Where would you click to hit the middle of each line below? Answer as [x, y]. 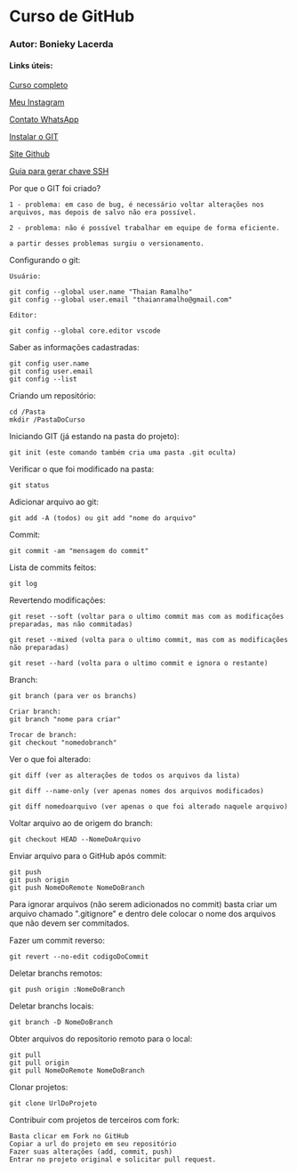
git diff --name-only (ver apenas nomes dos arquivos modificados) [137, 791]
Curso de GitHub [72, 16]
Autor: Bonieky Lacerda [61, 44]
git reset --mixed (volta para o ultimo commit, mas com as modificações [149, 640]
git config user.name [49, 364]
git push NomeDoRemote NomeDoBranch [77, 888]
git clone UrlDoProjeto [53, 1104]
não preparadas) [39, 648]
